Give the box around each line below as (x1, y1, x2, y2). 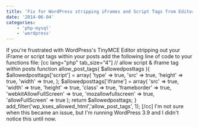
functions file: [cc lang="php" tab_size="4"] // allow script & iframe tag (6, 59, 179, 66)
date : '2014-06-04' (6, 14, 54, 20)
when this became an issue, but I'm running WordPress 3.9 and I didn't (6, 109, 179, 116)
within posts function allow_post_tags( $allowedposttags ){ (6, 65, 150, 72)
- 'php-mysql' (17, 25, 52, 31)
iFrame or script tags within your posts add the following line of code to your (6, 53, 192, 60)
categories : (6, 19, 36, 25)
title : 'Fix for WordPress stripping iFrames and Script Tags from (6, 8, 176, 15)
